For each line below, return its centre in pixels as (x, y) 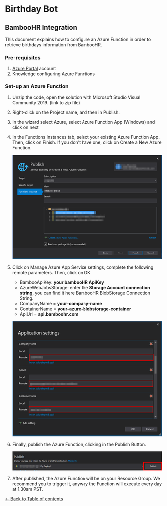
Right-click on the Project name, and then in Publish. (66, 112)
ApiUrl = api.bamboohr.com (49, 314)
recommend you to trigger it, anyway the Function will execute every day (87, 484)
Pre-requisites (23, 57)
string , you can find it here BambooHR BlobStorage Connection (85, 293)
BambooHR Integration (41, 28)
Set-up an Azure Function (37, 86)
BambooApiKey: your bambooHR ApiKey (62, 282)
